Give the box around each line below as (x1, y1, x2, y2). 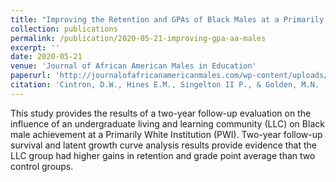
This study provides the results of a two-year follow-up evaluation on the (10, 107, 312, 119)
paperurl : (10, 71, 52, 81)
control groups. (10, 160, 74, 172)
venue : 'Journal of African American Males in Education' (10, 61, 257, 71)
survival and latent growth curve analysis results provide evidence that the (10, 139, 318, 151)
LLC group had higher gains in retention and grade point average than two (10, 149, 316, 161)
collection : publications (10, 24, 118, 34)
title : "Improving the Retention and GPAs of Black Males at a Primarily (10, 14, 325, 25)
